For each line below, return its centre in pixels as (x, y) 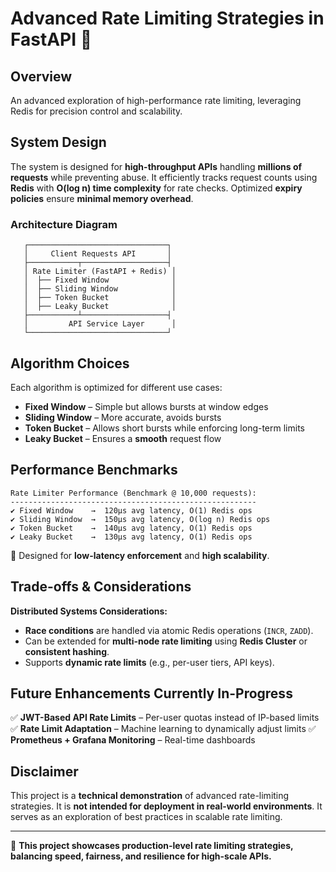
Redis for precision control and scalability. (96, 111)
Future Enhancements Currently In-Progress (151, 693)
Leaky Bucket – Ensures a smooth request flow (123, 438)
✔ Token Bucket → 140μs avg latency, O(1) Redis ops (131, 528)
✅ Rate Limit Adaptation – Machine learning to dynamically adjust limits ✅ (163, 729)
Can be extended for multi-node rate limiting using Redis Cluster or (166, 641)
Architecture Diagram (64, 224)
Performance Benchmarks (94, 470)
